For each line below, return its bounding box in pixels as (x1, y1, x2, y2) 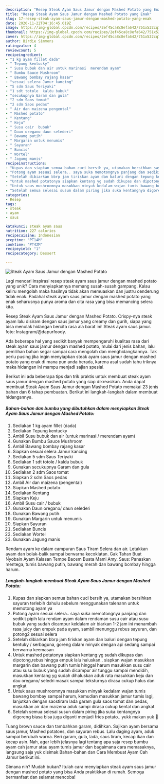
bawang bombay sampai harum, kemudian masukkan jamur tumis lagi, (12, 693, 154, 699)
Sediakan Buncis (12, 526, 47, 532)
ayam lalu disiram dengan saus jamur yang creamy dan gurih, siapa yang (5, 319, 152, 324)
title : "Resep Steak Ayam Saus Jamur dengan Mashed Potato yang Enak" (5, 12, 152, 17)
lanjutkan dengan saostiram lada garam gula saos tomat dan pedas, (12, 698, 148, 704)
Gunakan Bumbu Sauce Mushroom (12, 438, 83, 444)
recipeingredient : (5, 52, 43, 57)
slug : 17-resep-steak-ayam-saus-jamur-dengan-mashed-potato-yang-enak (5, 16, 152, 21)
